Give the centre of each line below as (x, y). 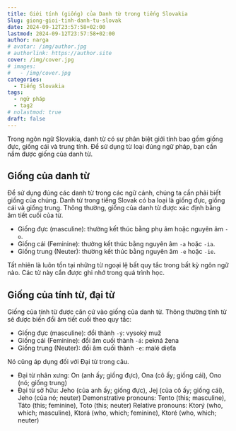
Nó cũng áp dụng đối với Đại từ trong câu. (68, 362)
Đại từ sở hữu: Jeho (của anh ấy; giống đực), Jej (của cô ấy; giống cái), (121, 390)
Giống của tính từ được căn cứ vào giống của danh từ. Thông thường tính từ (117, 312)
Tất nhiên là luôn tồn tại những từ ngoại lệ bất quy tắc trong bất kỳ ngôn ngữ (118, 265)
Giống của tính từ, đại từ (61, 295)
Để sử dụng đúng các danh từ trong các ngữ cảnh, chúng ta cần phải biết (114, 193)
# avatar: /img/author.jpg (47, 47)
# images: (22, 66)
